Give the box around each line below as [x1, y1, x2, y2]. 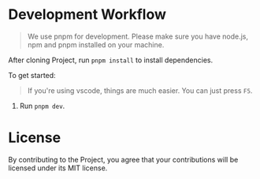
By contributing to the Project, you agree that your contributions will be [8, 155, 239, 164]
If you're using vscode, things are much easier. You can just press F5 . [27, 85, 253, 95]
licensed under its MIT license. [8, 163, 108, 173]
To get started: [8, 70, 57, 80]
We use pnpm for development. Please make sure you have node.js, [27, 32, 249, 41]
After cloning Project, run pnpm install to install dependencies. [8, 55, 214, 65]
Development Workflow [8, 6, 167, 24]
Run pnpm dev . [19, 101, 65, 110]
